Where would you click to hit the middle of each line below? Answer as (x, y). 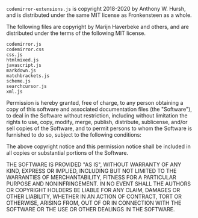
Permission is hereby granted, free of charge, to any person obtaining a (95, 103)
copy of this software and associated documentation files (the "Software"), (99, 109)
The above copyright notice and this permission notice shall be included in (98, 146)
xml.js (14, 92)
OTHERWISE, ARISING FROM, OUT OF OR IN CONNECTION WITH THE (94, 203)
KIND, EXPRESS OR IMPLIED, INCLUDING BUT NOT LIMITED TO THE (91, 171)
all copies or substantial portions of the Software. (67, 153)
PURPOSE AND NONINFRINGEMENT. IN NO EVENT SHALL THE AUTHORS (99, 184)
